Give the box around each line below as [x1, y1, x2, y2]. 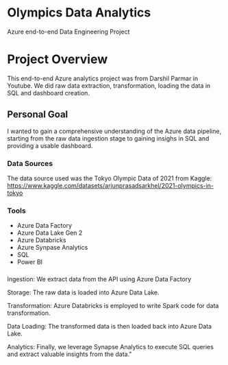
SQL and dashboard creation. [7, 89, 90, 97]
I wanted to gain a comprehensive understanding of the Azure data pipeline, [7, 127, 222, 135]
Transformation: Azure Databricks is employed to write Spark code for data [7, 302, 219, 310]
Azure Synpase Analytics [16, 244, 88, 252]
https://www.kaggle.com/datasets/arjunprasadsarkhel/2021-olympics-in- [7, 181, 214, 189]
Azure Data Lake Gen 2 [16, 228, 83, 237]
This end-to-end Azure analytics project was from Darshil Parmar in [7, 74, 199, 82]
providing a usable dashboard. [7, 141, 93, 150]
